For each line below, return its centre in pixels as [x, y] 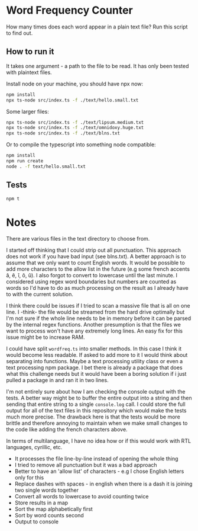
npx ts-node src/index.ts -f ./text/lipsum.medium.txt [75, 122]
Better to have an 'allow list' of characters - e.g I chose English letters [99, 471]
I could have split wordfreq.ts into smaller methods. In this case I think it [94, 349]
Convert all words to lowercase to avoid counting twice [82, 497]
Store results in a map [41, 503]
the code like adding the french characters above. [67, 430]
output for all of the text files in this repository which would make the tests [96, 411]
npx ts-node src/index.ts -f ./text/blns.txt [63, 133]
